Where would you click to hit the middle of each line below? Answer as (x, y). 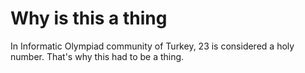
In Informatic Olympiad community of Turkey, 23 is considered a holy (152, 46)
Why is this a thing (89, 18)
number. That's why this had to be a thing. (97, 56)
